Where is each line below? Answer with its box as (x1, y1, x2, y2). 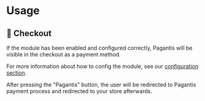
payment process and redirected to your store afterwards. (6, 88, 152, 95)
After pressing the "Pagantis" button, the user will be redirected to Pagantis (6, 81, 196, 88)
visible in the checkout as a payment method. (6, 51, 121, 58)
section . (6, 69, 27, 77)
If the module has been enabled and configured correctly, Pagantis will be (6, 44, 193, 51)
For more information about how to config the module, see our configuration (6, 62, 199, 70)
